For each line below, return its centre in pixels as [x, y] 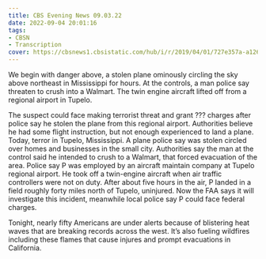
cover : [19, 52]
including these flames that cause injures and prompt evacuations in [120, 239]
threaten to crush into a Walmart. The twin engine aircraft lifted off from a [127, 91]
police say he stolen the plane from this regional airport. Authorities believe [131, 124]
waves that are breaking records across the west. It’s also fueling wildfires [129, 231]
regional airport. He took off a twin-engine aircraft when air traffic [115, 174]
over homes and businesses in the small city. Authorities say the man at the [131, 148]
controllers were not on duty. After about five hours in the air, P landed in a [130, 182]
